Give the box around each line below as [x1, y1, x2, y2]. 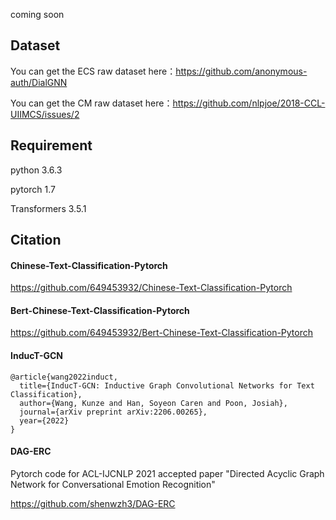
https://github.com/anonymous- [175, 65, 308, 77]
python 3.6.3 [10, 164, 63, 176]
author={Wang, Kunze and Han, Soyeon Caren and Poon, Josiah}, [19, 398, 288, 408]
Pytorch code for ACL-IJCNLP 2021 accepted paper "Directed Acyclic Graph [10, 467, 325, 479]
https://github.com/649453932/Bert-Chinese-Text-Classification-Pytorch [10, 327, 314, 339]
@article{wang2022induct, [10, 372, 118, 382]
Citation [10, 232, 62, 249]
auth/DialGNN [10, 76, 68, 88]
